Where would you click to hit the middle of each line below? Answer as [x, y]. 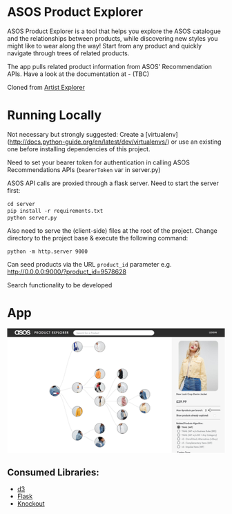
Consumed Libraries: [54, 472]
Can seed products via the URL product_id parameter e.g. [89, 264]
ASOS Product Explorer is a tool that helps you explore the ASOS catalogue [114, 31]
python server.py [32, 218]
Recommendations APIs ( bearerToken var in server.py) [84, 169]
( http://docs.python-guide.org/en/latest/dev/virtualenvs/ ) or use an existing [114, 142]
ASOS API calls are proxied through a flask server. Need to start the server [113, 183]
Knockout [31, 504]
